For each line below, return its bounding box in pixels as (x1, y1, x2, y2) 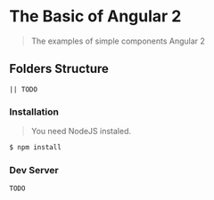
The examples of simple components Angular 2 (30, 36, 205, 46)
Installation (9, 105, 60, 117)
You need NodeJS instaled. (30, 126, 132, 137)
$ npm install (9, 143, 62, 152)
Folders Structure (9, 61, 110, 76)
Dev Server (9, 164, 60, 176)
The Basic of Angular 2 (9, 6, 182, 27)
